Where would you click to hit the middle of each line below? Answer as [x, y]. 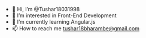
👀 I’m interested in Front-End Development [64, 15]
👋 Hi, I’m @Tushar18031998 [46, 9]
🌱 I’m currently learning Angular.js [54, 22]
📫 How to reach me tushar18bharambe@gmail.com [75, 28]
